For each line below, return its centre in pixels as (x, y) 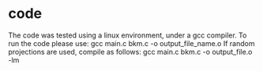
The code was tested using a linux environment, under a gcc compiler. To (128, 35)
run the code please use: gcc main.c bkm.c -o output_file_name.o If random (131, 43)
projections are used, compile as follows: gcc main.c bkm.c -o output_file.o (130, 51)
